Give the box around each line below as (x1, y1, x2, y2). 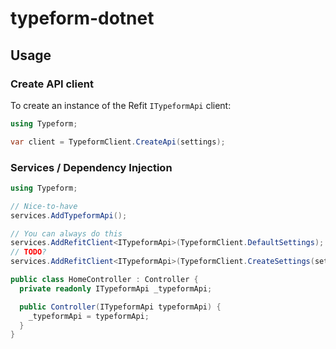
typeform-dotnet (10, 7, 155, 30)
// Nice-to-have (10, 201, 78, 211)
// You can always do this (10, 228, 123, 239)
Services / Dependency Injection (10, 160, 173, 174)
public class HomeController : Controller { (10, 275, 199, 285)
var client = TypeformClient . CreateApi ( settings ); (10, 137, 226, 147)
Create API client (10, 77, 94, 91)
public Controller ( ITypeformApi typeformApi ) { (19, 302, 222, 312)
